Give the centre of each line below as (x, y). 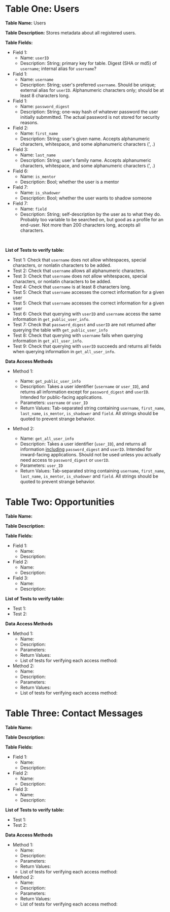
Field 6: (21, 171)
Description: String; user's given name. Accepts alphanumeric (85, 139)
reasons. (29, 122)
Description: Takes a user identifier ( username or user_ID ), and (84, 386)
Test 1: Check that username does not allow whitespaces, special (79, 260)
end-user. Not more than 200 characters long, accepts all (80, 225)
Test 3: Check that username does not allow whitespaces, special (80, 276)
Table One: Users (42, 9)
